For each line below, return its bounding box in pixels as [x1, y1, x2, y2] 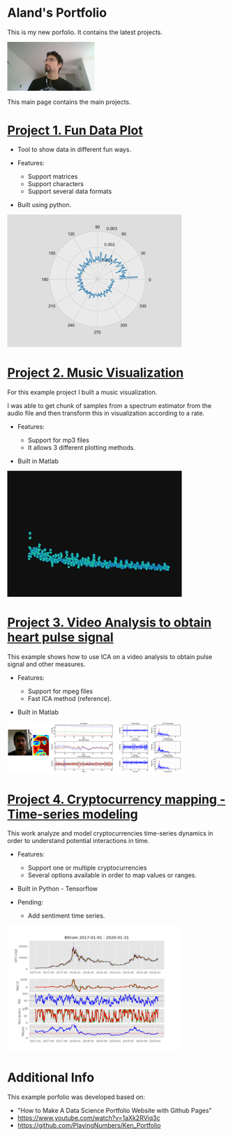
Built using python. [17, 201, 72, 209]
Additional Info [7, 1070, 95, 1086]
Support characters [27, 180, 84, 188]
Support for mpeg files [27, 687, 93, 695]
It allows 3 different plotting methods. [27, 444, 136, 452]
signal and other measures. [7, 660, 86, 668]
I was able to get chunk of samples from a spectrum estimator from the [7, 402, 211, 410]
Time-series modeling [7, 806, 138, 822]
